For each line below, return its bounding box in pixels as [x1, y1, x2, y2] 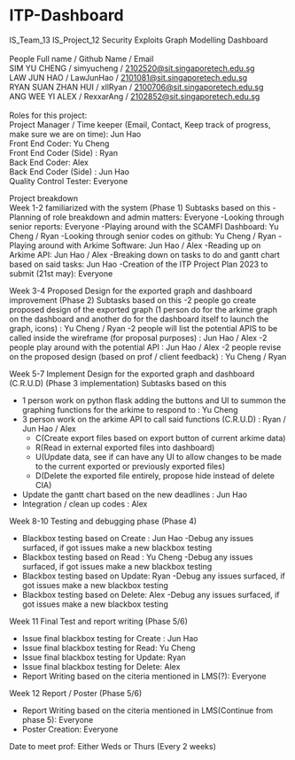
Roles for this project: [9, 110, 88, 120]
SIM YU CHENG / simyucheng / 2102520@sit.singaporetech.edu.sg [9, 63, 255, 74]
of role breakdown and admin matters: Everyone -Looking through [43, 212, 285, 222]
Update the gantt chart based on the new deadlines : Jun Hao [21, 489, 248, 500]
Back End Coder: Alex [9, 157, 89, 167]
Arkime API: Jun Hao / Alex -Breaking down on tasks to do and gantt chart [9, 249, 281, 260]
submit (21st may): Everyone [9, 268, 113, 279]
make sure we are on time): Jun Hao [9, 128, 142, 139]
